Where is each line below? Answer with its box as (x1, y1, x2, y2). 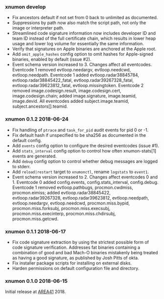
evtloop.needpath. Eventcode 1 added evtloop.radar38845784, (12, 72, 140, 78)
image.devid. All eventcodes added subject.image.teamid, (12, 98, 129, 104)
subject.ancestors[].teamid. (12, 103, 68, 109)
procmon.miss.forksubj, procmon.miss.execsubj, (12, 205, 111, 211)
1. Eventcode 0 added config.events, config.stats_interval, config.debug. (12, 179, 159, 185)
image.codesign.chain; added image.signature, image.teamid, (12, 93, 137, 99)
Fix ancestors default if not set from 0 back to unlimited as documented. (12, 15, 158, 21)
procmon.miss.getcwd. (12, 215, 59, 222)
